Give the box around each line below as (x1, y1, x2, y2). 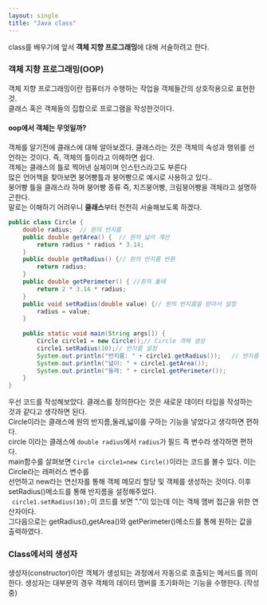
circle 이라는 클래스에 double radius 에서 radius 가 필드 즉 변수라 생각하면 (8, 437, 239, 447)
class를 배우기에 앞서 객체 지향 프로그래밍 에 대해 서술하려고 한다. (8, 42, 210, 52)
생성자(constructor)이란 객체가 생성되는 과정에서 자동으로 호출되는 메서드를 (8, 568, 243, 578)
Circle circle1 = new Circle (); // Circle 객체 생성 (37, 337, 206, 345)
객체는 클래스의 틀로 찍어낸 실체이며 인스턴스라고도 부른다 (8, 163, 187, 172)
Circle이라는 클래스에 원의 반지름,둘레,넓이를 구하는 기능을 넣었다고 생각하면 (8, 417, 245, 427)
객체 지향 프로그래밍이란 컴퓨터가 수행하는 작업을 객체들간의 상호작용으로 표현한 (8, 83, 256, 93)
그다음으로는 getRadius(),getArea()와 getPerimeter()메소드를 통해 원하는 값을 (8, 516, 253, 527)
